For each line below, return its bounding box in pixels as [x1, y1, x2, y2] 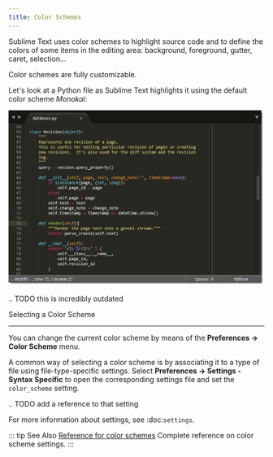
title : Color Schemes [8, 13, 82, 21]
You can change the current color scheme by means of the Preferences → [8, 333, 258, 343]
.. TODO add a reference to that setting [8, 399, 139, 409]
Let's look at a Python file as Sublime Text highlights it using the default [8, 85, 248, 95]
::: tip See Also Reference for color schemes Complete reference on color [8, 431, 254, 441]
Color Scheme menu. [8, 342, 80, 351]
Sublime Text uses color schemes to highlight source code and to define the [8, 37, 264, 46]
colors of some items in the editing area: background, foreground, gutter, [8, 45, 253, 54]
